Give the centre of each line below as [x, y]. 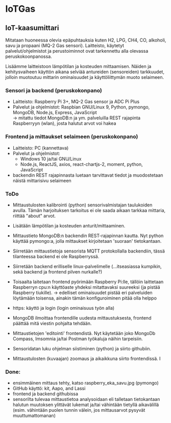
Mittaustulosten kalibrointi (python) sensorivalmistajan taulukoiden [82, 205]
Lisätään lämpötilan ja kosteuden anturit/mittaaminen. [69, 225]
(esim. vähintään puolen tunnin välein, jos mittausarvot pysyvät [79, 410]
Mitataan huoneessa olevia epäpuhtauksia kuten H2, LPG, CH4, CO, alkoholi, [86, 40]
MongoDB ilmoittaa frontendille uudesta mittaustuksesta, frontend [82, 318]
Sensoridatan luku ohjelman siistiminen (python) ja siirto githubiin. [82, 348]
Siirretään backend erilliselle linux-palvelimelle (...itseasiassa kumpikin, [87, 266]
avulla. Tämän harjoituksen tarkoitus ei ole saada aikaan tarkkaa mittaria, [89, 210]
